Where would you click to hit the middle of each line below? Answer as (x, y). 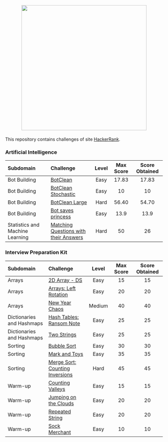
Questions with (68, 231)
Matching (62, 225)
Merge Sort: (62, 362)
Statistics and (24, 225)
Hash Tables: (63, 317)
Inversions (60, 374)
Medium (98, 306)
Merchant (59, 432)
